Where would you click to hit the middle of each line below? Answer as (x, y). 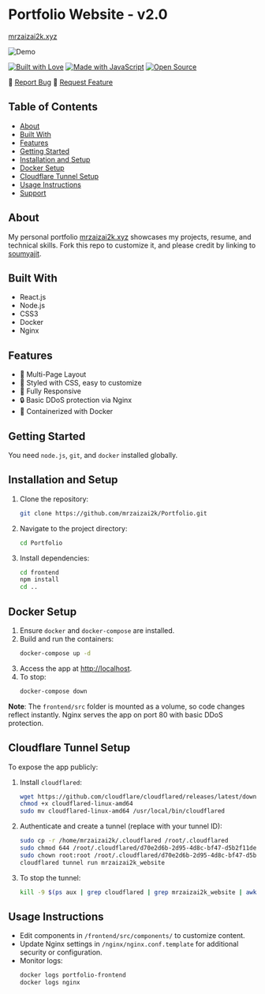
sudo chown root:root (55, 855)
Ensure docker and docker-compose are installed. (97, 631)
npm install (39, 580)
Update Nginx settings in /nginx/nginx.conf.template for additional (129, 944)
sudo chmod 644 (45, 848)
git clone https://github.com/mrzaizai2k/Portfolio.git (113, 513)
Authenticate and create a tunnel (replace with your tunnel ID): (121, 826)
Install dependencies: (54, 558)
